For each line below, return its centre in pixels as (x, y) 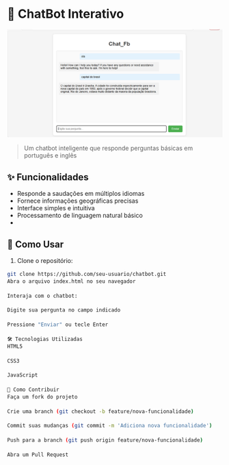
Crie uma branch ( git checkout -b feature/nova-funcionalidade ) (100, 411)
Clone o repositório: (45, 261)
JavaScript (23, 375)
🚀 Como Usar (36, 244)
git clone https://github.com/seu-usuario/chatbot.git (87, 274)
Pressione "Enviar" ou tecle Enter (58, 325)
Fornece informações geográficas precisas (78, 201)
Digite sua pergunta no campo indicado (64, 310)
